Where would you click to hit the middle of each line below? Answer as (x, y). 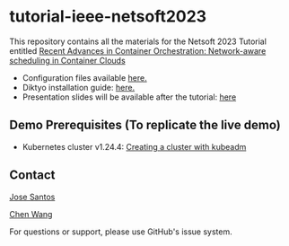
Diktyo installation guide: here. (79, 87)
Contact (32, 176)
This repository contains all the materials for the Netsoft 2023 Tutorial (138, 41)
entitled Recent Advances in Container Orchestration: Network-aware (138, 50)
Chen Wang (31, 214)
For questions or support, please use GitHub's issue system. (121, 232)
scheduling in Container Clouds (67, 60)
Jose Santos (32, 197)
